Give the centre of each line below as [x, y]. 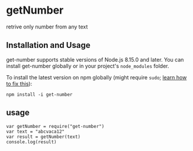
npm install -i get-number [39, 94]
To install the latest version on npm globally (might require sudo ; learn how [96, 77]
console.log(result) [32, 142]
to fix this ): [19, 83]
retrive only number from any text [47, 27]
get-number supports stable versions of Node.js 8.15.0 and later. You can [95, 59]
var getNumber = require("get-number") [55, 126]
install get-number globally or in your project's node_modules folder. [88, 66]
